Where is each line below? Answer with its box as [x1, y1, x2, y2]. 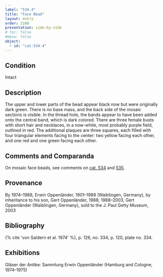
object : [5, 39, 21, 44]
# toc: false [5, 30, 32, 35]
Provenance [5, 179, 43, 187]
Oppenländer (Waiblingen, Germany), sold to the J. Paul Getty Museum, [5, 202, 149, 208]
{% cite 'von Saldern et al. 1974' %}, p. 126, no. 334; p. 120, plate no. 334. [5, 235, 153, 240]
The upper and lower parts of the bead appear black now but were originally [5, 101, 158, 107]
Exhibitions [5, 249, 40, 257]
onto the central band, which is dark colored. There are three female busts [5, 117, 154, 123]
